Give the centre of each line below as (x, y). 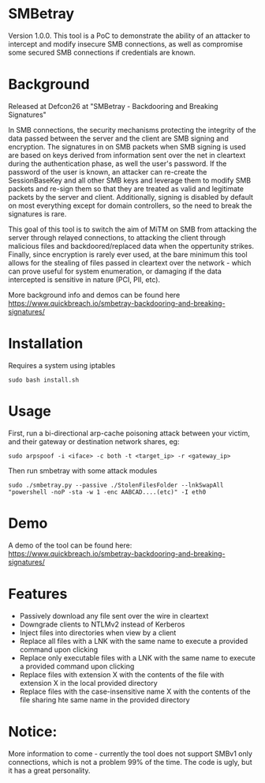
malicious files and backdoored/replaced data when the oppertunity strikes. (131, 246)
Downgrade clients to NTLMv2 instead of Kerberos (102, 624)
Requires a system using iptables (62, 365)
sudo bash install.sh (44, 380)
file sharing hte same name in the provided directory (105, 699)
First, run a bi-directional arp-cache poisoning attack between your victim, (129, 433)
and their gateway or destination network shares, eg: (94, 441)
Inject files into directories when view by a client (98, 632)
